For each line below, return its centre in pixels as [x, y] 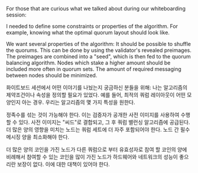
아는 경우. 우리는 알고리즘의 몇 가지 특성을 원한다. [78, 102]
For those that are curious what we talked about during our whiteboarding [96, 9]
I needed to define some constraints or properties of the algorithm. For [92, 26]
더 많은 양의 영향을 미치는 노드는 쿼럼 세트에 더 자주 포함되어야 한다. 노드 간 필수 [98, 130]
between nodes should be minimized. [52, 75]
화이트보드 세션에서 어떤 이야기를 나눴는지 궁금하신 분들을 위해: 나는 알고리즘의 [97, 87]
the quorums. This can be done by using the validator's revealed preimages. [99, 50]
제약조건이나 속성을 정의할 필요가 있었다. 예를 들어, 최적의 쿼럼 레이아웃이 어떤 [96, 95]
